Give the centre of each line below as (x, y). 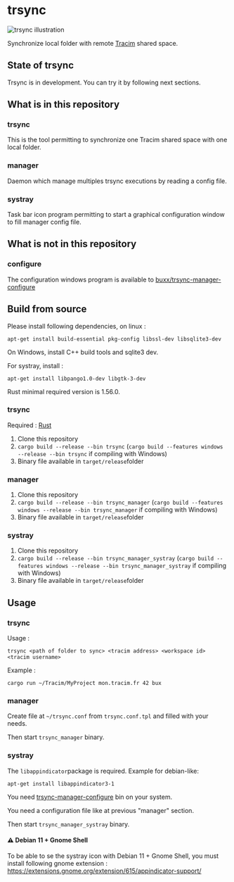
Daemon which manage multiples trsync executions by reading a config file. (117, 181)
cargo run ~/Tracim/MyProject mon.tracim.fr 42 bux (84, 683)
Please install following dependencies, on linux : (77, 326)
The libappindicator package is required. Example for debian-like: (103, 771)
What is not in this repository (72, 244)
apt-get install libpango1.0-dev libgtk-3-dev (77, 379)
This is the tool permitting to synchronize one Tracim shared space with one (117, 140)
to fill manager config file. (45, 222)
